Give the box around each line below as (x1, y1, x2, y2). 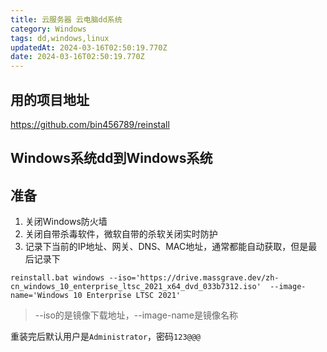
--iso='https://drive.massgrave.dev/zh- (108, 273, 280, 283)
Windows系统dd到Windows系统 (10, 150, 213, 167)
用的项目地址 (10, 91, 90, 108)
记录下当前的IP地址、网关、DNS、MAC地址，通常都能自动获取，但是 (24, 241, 309, 253)
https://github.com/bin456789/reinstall (10, 118, 170, 130)
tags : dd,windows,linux (10, 33, 110, 43)
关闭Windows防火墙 (24, 216, 108, 228)
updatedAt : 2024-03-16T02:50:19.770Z (10, 42, 168, 53)
